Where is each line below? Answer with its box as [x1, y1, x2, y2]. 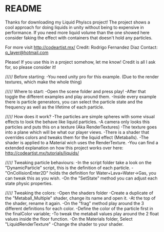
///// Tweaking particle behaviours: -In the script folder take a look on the [5, 159, 152, 165]
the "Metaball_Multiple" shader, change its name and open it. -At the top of [5, 195, 156, 201]
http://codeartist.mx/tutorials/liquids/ [5, 150, 79, 156]
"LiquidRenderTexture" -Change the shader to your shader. [5, 221, 124, 227]
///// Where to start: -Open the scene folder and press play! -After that [5, 88, 146, 94]
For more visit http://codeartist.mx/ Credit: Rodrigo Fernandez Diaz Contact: [5, 44, 158, 50]
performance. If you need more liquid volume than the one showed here [5, 29, 150, 35]
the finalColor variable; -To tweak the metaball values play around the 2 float [5, 210, 159, 216]
